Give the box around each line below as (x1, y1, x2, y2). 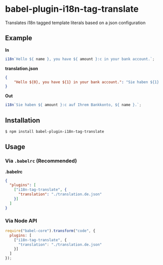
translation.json (5, 65, 38, 71)
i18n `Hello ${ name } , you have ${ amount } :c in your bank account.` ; (5, 57, 155, 61)
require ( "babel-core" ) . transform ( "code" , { (5, 228, 96, 233)
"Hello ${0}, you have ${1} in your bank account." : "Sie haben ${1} (14, 80, 160, 85)
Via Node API (5, 217, 37, 224)
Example (5, 34, 32, 42)
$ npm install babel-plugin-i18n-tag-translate (5, 129, 105, 134)
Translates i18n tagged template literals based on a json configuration (5, 20, 146, 26)
